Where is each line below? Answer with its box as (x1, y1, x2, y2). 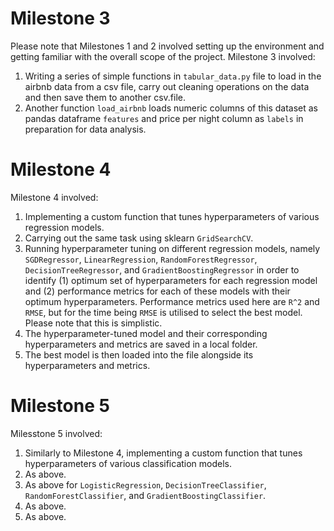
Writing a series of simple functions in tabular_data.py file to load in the (24, 70, 322, 82)
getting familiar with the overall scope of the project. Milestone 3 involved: (10, 50, 316, 62)
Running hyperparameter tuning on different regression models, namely (24, 242, 321, 254)
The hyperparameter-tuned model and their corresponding (24, 327, 268, 339)
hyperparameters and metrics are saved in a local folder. (24, 338, 258, 350)
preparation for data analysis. (24, 123, 147, 135)
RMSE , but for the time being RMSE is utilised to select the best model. (24, 306, 303, 318)
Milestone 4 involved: (10, 191, 99, 203)
